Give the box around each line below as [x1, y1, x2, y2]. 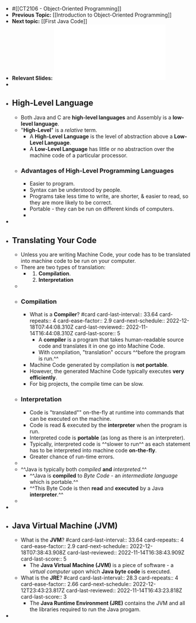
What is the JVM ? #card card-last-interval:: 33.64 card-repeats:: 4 [20, 536, 184, 543]
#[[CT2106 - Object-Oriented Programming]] [11, 5, 122, 12]
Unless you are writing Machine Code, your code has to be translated [20, 251, 191, 258]
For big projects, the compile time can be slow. [29, 380, 144, 388]
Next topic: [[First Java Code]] [11, 18, 88, 24]
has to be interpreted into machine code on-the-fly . [29, 446, 157, 454]
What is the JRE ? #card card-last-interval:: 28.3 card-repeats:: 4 [20, 574, 179, 581]
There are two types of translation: [20, 263, 106, 270]
